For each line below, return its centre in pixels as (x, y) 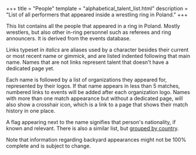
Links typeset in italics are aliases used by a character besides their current (97, 50)
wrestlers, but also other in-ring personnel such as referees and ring (89, 32)
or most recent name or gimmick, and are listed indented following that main (98, 56)
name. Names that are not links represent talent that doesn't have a (87, 62)
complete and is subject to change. (48, 146)
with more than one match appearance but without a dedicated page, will (94, 98)
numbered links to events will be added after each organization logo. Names (98, 92)
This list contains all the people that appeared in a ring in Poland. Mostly (93, 26)
